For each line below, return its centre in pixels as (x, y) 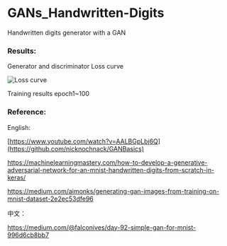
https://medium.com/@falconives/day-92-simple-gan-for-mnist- (102, 227)
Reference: (27, 112)
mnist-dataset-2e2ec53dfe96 (51, 199)
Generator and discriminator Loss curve (66, 66)
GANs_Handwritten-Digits (86, 13)
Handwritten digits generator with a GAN (67, 33)
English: (19, 127)
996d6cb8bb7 (28, 235)
